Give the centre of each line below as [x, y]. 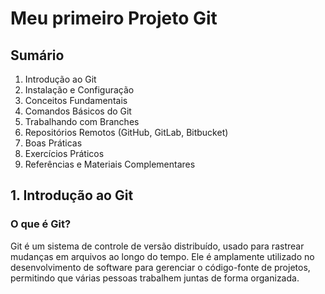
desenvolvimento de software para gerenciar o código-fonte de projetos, [160, 267]
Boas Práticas [53, 143]
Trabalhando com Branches [82, 121]
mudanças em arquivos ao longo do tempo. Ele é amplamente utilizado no [162, 256]
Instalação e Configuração [79, 90]
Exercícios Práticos [64, 153]
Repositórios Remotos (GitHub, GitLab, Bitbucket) [126, 132]
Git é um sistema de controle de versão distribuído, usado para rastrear [157, 246]
